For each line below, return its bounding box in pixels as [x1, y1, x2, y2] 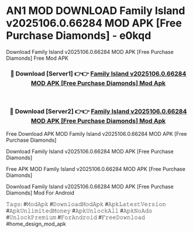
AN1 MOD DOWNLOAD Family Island [6, 4, 185, 18]
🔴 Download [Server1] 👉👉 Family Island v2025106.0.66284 [10, 69, 187, 77]
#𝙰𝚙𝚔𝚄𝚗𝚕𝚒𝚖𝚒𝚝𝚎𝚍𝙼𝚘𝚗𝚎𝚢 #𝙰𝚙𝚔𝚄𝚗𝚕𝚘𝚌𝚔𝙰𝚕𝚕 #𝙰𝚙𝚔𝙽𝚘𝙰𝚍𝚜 [6, 207, 153, 214]
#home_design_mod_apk [6, 220, 66, 227]
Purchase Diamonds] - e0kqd [6, 29, 151, 42]
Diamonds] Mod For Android [6, 189, 75, 196]
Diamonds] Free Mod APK [6, 54, 69, 61]
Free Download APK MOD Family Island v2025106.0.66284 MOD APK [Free [6, 130, 187, 137]
